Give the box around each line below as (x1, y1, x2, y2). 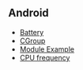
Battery (19, 27, 44, 37)
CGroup (19, 36, 46, 45)
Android (8, 6, 49, 20)
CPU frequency (19, 52, 70, 62)
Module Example (19, 44, 75, 54)
